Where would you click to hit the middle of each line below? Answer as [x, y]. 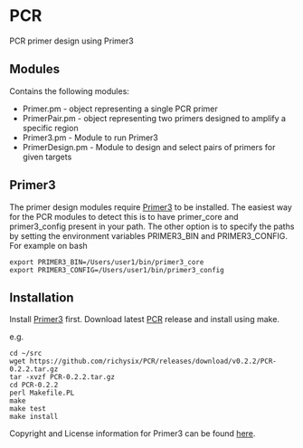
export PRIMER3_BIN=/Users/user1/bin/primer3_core [107, 262]
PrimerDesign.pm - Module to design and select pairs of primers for [149, 147]
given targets [47, 157]
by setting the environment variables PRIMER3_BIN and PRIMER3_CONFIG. [148, 235]
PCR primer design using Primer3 [71, 41]
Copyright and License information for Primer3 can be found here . [133, 434]
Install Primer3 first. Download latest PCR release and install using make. [145, 319]
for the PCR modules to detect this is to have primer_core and [124, 216]
